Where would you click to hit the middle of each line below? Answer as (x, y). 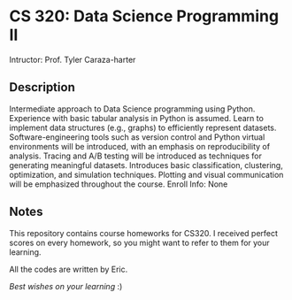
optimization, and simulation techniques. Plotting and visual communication (146, 174)
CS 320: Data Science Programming (144, 16)
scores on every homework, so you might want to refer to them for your (139, 242)
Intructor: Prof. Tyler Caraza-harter (73, 59)
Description (42, 87)
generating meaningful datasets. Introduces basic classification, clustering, (146, 165)
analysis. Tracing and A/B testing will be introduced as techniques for (136, 156)
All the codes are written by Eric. (69, 269)
